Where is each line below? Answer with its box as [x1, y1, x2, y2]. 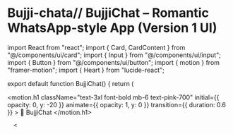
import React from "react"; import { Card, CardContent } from [7, 43, 186, 51]
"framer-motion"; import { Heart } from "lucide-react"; [7, 66, 165, 74]
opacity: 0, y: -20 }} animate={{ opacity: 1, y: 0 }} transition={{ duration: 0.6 [7, 100, 227, 109]
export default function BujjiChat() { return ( [7, 79, 134, 87]
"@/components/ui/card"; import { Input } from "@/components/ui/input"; [7, 51, 221, 59]
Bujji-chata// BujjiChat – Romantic [7, 5, 210, 21]
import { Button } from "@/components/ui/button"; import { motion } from [7, 58, 220, 66]
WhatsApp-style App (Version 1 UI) [7, 20, 217, 36]
